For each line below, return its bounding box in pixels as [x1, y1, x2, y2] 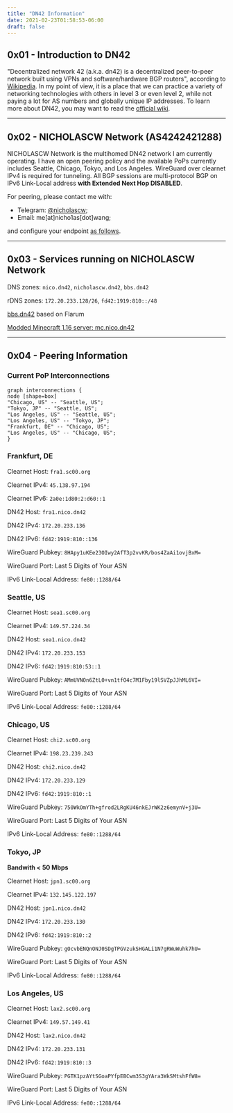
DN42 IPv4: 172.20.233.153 [7, 648, 85, 657]
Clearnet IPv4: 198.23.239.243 [7, 749, 94, 758]
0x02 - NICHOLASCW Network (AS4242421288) [7, 131, 223, 143]
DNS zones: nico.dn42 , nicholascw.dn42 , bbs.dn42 [7, 282, 149, 291]
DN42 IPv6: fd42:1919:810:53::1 [7, 662, 101, 671]
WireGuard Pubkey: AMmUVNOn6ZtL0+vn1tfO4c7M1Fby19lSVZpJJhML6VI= [7, 675, 201, 684]
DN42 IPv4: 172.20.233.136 [7, 521, 85, 529]
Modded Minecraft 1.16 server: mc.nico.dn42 [7, 323, 135, 331]
